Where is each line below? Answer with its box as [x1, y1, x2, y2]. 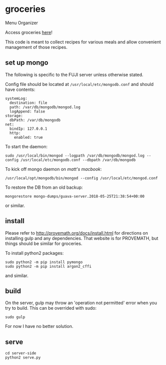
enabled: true [14, 135, 43, 140]
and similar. [5, 273, 29, 279]
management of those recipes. [5, 44, 68, 50]
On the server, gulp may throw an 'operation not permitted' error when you [5, 300, 157, 306]
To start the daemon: [5, 143, 48, 149]
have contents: [5, 86, 36, 92]
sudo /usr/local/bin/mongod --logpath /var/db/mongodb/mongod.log [5, 153, 145, 158]
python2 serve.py [5, 355, 41, 360]
